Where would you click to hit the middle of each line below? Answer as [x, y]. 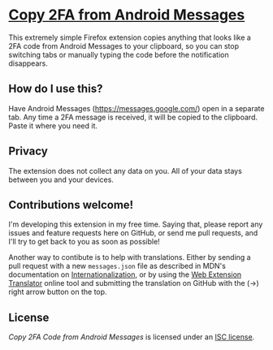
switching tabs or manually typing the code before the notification [119, 54]
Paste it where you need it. [53, 125]
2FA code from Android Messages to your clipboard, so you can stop [124, 45]
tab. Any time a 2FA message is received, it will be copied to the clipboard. [133, 117]
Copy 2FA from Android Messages [127, 15]
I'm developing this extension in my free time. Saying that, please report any [136, 224]
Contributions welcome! [71, 205]
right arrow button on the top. [58, 292]
